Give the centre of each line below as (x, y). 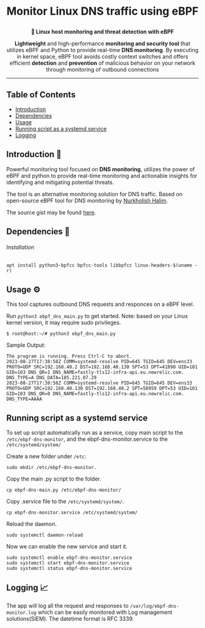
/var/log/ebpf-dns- (155, 606)
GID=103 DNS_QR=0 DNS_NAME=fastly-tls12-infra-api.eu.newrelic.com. (95, 394)
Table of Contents (41, 94)
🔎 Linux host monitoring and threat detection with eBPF (103, 32)
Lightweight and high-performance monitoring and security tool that (103, 43)
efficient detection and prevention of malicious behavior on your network (103, 63)
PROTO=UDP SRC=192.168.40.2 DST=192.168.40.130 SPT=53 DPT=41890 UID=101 (102, 367)
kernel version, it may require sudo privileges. (64, 323)
